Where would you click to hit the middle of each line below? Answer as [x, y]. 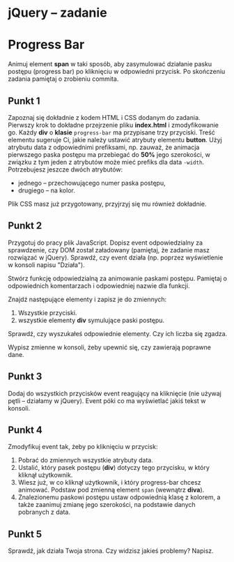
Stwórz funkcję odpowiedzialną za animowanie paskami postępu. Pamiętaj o [117, 278]
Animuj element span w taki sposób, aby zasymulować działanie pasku [110, 64]
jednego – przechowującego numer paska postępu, [92, 183]
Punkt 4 [25, 430]
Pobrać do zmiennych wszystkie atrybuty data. [86, 460]
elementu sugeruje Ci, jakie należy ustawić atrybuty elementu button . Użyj [115, 139]
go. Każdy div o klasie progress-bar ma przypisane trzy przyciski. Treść [111, 132]
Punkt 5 [25, 534]
